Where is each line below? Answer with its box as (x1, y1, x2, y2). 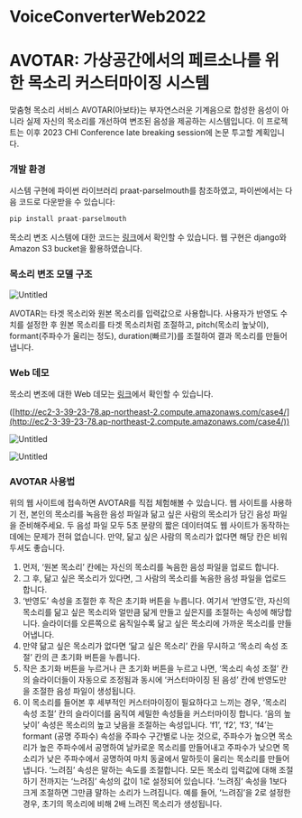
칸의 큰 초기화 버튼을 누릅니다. (34, 652, 141, 663)
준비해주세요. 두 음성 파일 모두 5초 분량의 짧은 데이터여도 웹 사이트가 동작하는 (18, 520, 290, 531)
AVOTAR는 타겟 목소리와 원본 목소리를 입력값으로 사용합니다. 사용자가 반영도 (9, 308, 279, 318)
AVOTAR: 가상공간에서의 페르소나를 (9, 51, 261, 71)
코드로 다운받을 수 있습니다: (18, 197, 115, 207)
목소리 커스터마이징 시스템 (27, 73, 210, 94)
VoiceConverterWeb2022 (9, 6, 206, 27)
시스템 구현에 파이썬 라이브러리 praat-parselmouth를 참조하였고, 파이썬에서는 (9, 185, 284, 196)
